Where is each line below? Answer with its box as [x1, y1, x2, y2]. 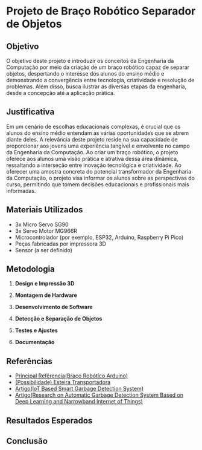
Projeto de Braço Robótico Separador [6, 4, 196, 18]
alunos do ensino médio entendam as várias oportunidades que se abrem [6, 129, 189, 137]
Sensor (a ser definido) [14, 246, 72, 253]
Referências [6, 356, 53, 367]
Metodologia [6, 264, 55, 275]
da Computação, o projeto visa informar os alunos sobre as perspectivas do [6, 174, 195, 181]
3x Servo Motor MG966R [14, 227, 77, 234]
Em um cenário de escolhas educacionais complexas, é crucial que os [6, 123, 181, 130]
